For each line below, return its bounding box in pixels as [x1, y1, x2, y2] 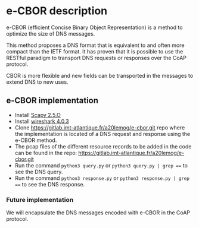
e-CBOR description [6, 4, 108, 18]
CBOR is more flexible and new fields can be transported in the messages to [6, 72, 194, 79]
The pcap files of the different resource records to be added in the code [14, 142, 192, 150]
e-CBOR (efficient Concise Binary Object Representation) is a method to [6, 24, 183, 31]
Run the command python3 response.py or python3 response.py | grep [14, 174, 189, 182]
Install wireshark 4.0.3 [14, 118, 70, 125]
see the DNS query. [14, 168, 63, 175]
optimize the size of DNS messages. [6, 30, 95, 37]
